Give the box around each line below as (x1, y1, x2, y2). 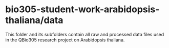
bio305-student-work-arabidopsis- (5, 4, 160, 15)
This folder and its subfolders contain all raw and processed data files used (5, 31, 164, 37)
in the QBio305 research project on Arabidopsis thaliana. (5, 37, 125, 43)
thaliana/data (5, 14, 64, 26)
